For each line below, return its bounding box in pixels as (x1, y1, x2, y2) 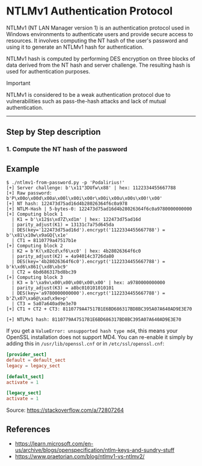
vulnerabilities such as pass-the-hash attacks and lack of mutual (6, 98, 167, 105)
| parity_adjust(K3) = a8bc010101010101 (11, 285, 114, 291)
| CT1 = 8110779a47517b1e (11, 238, 77, 244)
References (6, 424, 50, 434)
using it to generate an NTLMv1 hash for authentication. (6, 43, 144, 51)
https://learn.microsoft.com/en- (14, 440, 94, 447)
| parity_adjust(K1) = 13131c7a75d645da (11, 222, 114, 228)
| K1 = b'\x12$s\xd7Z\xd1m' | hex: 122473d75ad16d (11, 217, 141, 223)
